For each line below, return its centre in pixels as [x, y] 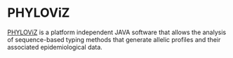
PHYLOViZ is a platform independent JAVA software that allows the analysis [117, 32]
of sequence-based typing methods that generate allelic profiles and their [114, 39]
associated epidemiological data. [55, 47]
